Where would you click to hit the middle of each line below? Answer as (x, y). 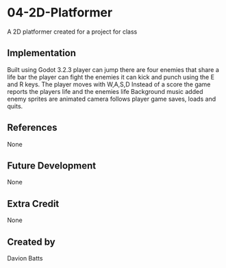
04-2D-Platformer (60, 13)
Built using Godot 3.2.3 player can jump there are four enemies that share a (113, 69)
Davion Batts (25, 258)
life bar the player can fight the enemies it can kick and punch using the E (111, 77)
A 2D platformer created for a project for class (72, 32)
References (32, 128)
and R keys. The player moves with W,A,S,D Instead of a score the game (109, 84)
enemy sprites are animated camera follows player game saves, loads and (112, 99)
